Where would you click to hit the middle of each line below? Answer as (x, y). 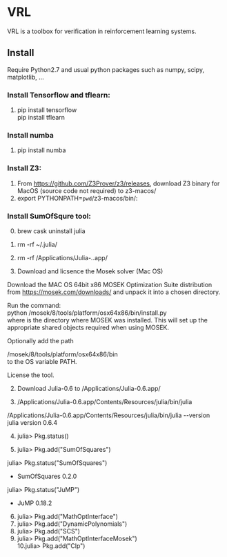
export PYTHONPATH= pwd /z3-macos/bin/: (77, 198)
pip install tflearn (41, 118)
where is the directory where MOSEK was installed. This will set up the (108, 320)
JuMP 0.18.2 (34, 503)
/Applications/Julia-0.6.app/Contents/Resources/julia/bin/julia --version (109, 415)
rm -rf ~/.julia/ (37, 244)
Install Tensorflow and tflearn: (59, 95)
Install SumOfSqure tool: (49, 216)
